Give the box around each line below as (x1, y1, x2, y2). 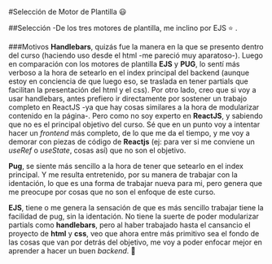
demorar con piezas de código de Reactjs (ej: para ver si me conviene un (8, 137, 255, 146)
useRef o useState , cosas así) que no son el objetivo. (8, 145, 186, 155)
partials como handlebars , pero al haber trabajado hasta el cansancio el (8, 220, 251, 230)
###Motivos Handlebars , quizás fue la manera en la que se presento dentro (8, 42, 264, 51)
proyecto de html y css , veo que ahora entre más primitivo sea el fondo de (8, 229, 260, 238)
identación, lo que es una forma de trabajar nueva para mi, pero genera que (8, 179, 263, 188)
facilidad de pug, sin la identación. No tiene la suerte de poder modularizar (8, 211, 259, 221)
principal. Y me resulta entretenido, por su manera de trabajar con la (8, 170, 238, 180)
